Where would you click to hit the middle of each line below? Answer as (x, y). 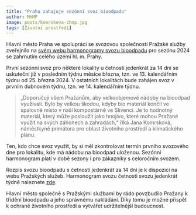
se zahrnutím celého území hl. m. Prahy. (54, 57)
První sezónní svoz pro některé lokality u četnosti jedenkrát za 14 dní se (92, 68)
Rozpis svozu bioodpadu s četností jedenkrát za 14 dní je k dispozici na (92, 170)
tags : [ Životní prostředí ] (39, 28)
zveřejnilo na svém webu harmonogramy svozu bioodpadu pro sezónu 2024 (98, 51)
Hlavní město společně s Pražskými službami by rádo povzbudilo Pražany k (97, 193)
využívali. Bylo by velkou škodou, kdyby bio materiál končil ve (95, 104)
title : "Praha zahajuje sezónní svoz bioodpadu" (66, 11)
